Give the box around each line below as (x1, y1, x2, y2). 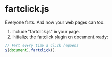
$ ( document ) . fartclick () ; (5, 47, 57, 53)
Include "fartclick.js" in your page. (12, 28, 80, 34)
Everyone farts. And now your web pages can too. (5, 19, 105, 25)
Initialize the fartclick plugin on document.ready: (12, 34, 108, 40)
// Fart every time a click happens (5, 43, 79, 48)
